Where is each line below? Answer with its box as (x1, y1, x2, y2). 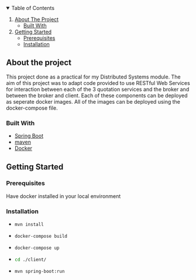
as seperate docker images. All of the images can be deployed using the (6, 98, 180, 105)
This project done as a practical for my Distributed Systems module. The (6, 73, 181, 80)
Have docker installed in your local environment (6, 192, 121, 200)
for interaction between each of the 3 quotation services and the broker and (6, 86, 190, 93)
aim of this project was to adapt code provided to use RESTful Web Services (6, 79, 190, 86)
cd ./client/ (14, 257, 47, 262)
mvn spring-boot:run (14, 268, 65, 274)
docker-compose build (14, 233, 67, 239)
